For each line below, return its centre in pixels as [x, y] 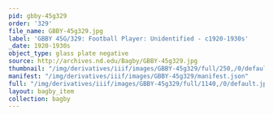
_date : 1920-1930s [39, 46]
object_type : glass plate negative [69, 53]
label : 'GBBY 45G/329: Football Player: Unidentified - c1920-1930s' [129, 38]
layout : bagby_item [41, 91]
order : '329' [30, 23]
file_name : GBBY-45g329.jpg [56, 31]
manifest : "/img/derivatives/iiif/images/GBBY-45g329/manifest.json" [129, 76]
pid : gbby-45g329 [38, 16]
